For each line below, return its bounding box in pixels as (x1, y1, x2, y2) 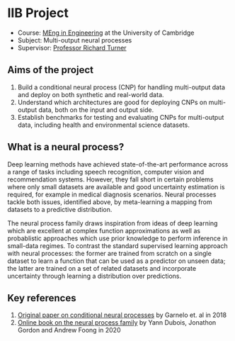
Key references (7, 292, 76, 304)
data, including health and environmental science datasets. (17, 121, 190, 129)
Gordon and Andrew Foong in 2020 (17, 326, 121, 335)
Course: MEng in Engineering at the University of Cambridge (17, 28, 195, 37)
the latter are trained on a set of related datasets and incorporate (7, 264, 197, 272)
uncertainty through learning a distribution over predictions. (7, 272, 182, 280)
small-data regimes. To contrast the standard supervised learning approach (7, 241, 228, 250)
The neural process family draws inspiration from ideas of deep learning (7, 218, 218, 228)
